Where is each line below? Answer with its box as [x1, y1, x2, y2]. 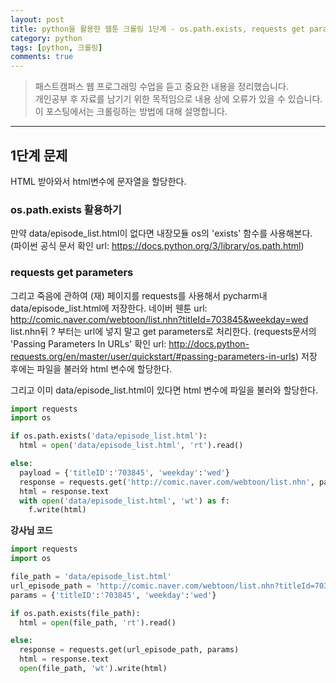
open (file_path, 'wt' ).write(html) [19, 664, 168, 674]
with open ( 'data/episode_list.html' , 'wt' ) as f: [19, 496, 230, 506]
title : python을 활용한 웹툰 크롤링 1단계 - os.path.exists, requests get [10, 24, 306, 34]
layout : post [10, 14, 65, 25]
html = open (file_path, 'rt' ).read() [19, 617, 177, 628]
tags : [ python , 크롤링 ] [10, 42, 103, 53]
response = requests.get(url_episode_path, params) [19, 645, 240, 655]
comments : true [10, 52, 74, 62]
